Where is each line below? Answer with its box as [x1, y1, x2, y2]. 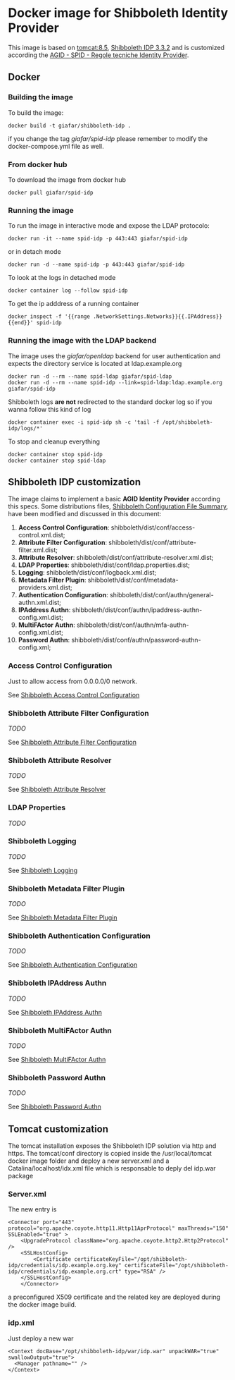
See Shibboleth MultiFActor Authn [8, 1056, 106, 1063]
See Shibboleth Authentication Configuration [8, 960, 138, 969]
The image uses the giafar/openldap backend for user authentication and [8, 351, 221, 360]
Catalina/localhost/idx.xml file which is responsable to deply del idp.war [8, 1164, 217, 1173]
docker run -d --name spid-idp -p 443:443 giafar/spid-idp [8, 261, 185, 269]
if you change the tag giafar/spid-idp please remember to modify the [8, 134, 208, 142]
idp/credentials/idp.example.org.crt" [8, 1268, 122, 1276]
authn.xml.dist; [18, 598, 62, 607]
